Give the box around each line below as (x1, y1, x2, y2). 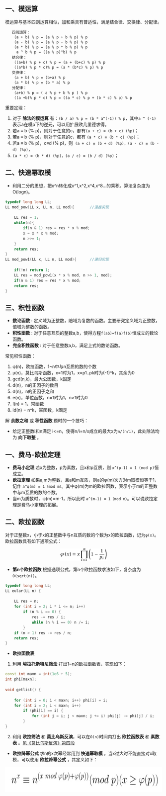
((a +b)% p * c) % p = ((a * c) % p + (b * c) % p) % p (14, 95, 133, 100)
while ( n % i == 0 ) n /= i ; (31, 619, 90, 625)
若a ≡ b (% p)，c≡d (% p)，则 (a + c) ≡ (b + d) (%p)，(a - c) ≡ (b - (12, 140, 159, 146)
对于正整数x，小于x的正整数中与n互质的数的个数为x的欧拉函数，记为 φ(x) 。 (5, 531, 159, 538)
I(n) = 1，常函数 (12, 401, 44, 407)
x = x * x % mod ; (23, 231, 59, 236)
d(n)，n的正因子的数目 (12, 382, 59, 388)
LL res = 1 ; (14, 215, 39, 220)
